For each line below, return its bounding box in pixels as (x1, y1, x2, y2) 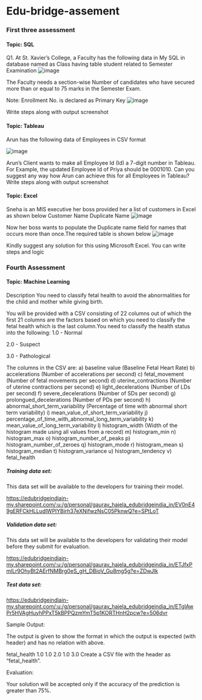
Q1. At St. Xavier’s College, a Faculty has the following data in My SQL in (6, 54, 185, 62)
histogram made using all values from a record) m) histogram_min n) (6, 428, 177, 435)
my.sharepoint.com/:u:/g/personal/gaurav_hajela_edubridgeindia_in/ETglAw (6, 602, 194, 610)
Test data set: (6, 581, 42, 588)
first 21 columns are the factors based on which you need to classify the (6, 316, 186, 323)
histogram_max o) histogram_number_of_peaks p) (6, 434, 131, 442)
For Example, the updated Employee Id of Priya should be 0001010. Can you (6, 165, 195, 173)
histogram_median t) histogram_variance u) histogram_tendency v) (6, 447, 172, 454)
